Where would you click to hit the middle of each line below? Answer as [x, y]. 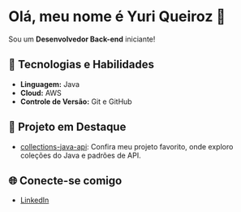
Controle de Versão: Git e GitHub [76, 102]
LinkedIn [34, 200]
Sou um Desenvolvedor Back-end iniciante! [82, 39]
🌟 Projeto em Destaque [67, 127]
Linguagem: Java [49, 84]
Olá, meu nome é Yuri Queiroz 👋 [117, 17]
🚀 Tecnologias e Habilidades [82, 65]
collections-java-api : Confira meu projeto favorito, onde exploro [127, 146]
